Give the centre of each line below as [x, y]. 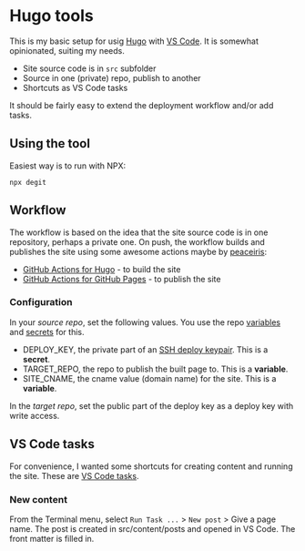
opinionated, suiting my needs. [67, 50]
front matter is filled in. [52, 538]
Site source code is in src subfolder [89, 68]
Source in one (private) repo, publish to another [112, 77]
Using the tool [50, 143]
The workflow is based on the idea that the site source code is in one [139, 232]
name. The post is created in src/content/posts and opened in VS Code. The [152, 528]
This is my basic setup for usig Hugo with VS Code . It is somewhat [134, 41]
